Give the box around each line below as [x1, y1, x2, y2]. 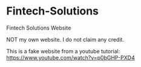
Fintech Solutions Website [6, 24, 71, 31]
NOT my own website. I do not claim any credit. [6, 36, 124, 43]
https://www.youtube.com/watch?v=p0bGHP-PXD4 [6, 54, 135, 61]
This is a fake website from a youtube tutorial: [6, 47, 120, 55]
